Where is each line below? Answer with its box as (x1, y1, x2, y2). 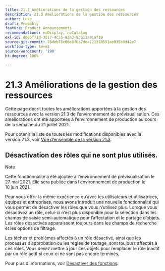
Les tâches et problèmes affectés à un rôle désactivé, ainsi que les (5, 235, 141, 241)
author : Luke (5, 16, 32, 21)
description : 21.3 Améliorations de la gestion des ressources (5, 12, 139, 17)
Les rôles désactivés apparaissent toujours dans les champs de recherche (5, 220, 157, 226)
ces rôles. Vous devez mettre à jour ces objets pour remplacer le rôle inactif (5, 246, 160, 252)
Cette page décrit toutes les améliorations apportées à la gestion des (5, 106, 146, 112)
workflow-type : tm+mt (5, 44, 50, 49)
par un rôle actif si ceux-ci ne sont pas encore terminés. (5, 251, 120, 257)
